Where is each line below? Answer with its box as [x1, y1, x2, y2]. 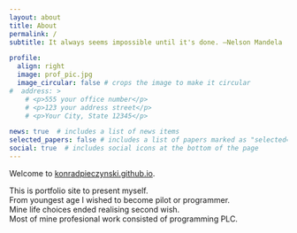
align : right [17, 62, 65, 71]
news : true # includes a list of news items [9, 128, 179, 136]
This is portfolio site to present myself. [9, 185, 148, 196]
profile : [9, 54, 42, 63]
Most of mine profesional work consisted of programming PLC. [9, 214, 239, 224]
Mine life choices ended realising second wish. [9, 204, 180, 214]
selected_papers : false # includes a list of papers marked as [9, 136, 247, 144]
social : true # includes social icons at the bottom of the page [9, 144, 259, 153]
